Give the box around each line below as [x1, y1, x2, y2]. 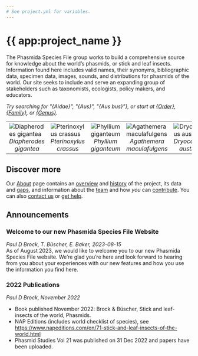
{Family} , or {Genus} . [6, 109, 58, 116]
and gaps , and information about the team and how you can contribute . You [6, 187, 190, 194]
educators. [6, 91, 32, 98]
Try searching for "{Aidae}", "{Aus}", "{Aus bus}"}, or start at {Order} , [6, 103, 176, 110]
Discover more [6, 164, 61, 174]
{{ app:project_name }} [6, 34, 122, 47]
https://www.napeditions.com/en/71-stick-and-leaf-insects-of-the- [14, 324, 178, 331]
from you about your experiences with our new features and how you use [6, 260, 184, 267]
